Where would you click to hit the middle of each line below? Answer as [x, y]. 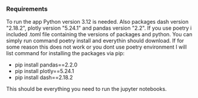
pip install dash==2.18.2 [44, 78]
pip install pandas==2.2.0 [46, 65]
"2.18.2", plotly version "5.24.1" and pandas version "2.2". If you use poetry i [99, 28]
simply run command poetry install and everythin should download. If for [95, 41]
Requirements [27, 9]
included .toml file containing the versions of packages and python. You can [99, 34]
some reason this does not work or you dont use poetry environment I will [97, 47]
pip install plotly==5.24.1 [44, 71]
